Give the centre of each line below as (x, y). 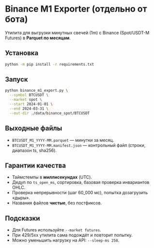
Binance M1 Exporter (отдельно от (76, 9)
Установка (22, 53)
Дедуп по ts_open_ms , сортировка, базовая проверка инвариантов (81, 182)
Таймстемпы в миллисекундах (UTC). (52, 177)
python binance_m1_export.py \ (37, 91)
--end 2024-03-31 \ (29, 108)
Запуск (16, 79)
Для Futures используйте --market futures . (57, 230)
